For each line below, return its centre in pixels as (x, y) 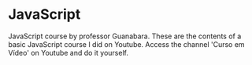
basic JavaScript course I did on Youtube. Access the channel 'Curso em (127, 44)
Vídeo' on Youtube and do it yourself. (68, 52)
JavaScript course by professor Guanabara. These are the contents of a (125, 36)
